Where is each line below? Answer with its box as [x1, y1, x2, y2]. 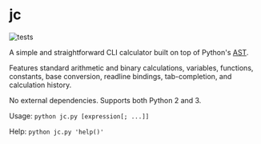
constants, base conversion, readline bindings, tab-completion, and [9, 71, 232, 81]
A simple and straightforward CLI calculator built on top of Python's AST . [9, 47, 249, 57]
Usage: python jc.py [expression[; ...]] [9, 110, 150, 121]
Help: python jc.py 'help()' [9, 126, 104, 136]
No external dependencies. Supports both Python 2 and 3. [9, 95, 202, 105]
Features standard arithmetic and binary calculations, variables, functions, [9, 62, 254, 73]
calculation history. [9, 80, 72, 90]
